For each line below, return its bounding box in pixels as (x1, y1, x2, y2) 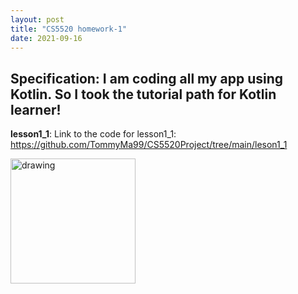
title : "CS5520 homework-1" (10, 24, 128, 34)
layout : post (10, 14, 65, 25)
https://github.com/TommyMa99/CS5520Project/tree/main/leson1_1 (10, 139, 288, 151)
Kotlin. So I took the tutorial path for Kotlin (10, 86, 277, 103)
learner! (10, 101, 62, 118)
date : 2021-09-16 (10, 33, 83, 43)
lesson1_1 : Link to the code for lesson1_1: (10, 128, 177, 140)
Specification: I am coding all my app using (10, 70, 283, 87)
